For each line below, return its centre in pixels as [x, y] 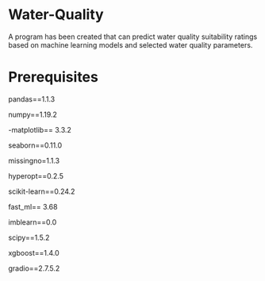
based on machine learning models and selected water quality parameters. [131, 44]
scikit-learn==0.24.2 [42, 191]
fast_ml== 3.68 [33, 206]
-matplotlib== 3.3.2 [40, 129]
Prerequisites [54, 77]
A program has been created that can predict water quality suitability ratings [133, 37]
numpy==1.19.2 [33, 114]
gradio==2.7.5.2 [34, 268]
